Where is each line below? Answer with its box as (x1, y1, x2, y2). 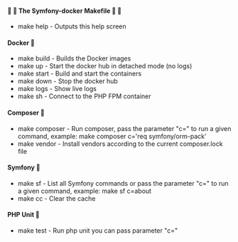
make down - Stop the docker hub (17, 77, 119, 85)
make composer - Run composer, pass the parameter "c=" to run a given (17, 124, 232, 132)
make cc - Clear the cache (17, 194, 96, 203)
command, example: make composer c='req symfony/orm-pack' (17, 132, 207, 140)
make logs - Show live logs (17, 85, 97, 93)
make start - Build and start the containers (17, 69, 142, 78)
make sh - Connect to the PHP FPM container (17, 92, 151, 100)
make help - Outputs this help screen (17, 22, 126, 31)
